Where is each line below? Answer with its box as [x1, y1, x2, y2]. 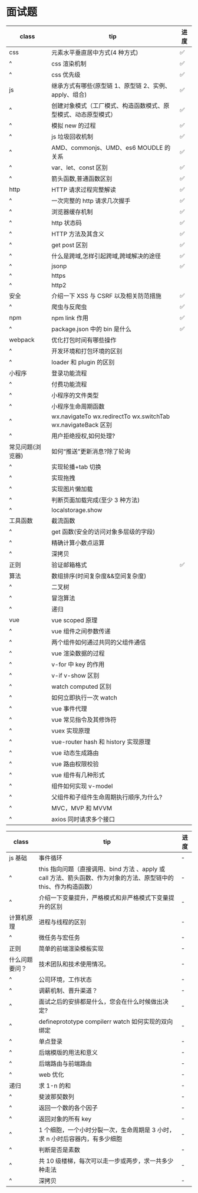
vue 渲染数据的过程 [51, 649, 105, 658]
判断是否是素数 [38, 1145, 81, 1153]
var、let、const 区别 [51, 163, 108, 172]
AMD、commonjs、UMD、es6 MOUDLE [51, 143, 163, 152]
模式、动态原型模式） [57, 110, 117, 119]
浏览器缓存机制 [51, 208, 93, 216]
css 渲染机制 [51, 60, 87, 68]
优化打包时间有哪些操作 [51, 336, 117, 344]
